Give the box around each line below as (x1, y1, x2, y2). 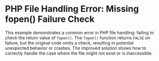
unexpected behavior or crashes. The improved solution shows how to (5, 45, 146, 51)
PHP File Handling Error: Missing (5, 3, 139, 15)
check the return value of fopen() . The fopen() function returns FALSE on (5, 35, 151, 41)
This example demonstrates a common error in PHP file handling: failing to (5, 30, 154, 35)
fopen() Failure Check (5, 14, 95, 25)
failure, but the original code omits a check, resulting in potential (5, 40, 134, 46)
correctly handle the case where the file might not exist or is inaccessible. (5, 50, 153, 56)
